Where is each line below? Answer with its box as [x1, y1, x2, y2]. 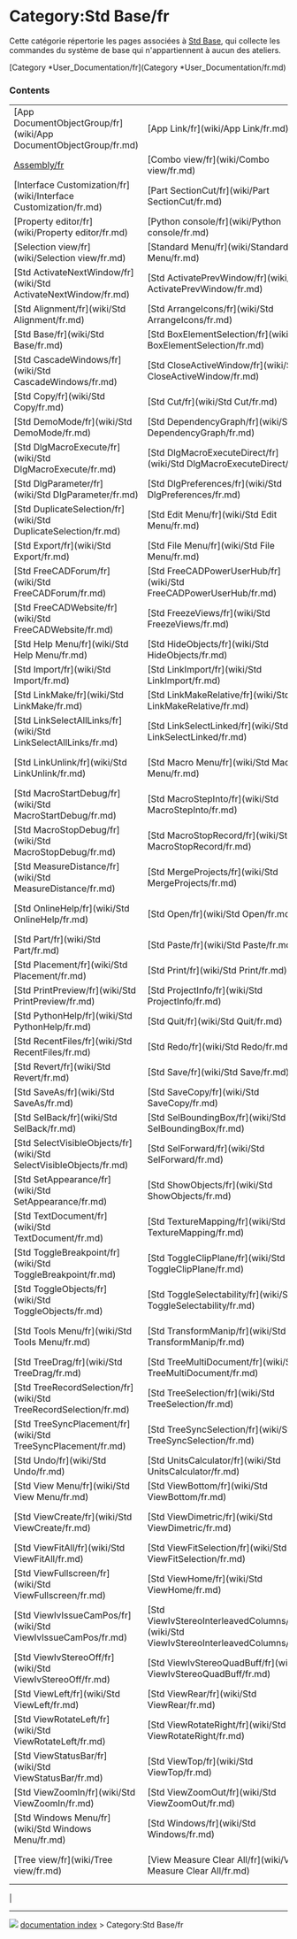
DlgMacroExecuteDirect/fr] [166, 447, 280, 459]
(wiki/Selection [13, 252, 76, 265]
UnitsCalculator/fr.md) [147, 1466, 240, 1478]
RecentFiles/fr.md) [13, 1046, 91, 1058]
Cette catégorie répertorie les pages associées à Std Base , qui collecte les [9, 35, 281, 46]
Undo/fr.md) [13, 1466, 65, 1478]
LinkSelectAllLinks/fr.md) [13, 736, 118, 749]
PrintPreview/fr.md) [13, 996, 95, 1008]
